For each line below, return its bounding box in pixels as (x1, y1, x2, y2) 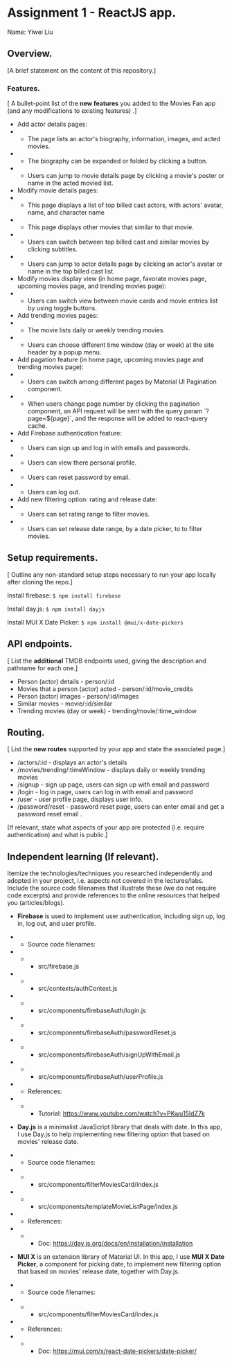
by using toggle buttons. (27, 304, 98, 312)
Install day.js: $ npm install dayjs (7, 604, 105, 613)
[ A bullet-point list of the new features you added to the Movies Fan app (7, 99, 216, 108)
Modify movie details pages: (17, 186, 98, 195)
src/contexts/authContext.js (37, 985, 118, 993)
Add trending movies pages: (17, 312, 98, 320)
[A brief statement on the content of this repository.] (7, 66, 157, 74)
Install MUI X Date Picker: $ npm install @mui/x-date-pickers (7, 618, 184, 626)
